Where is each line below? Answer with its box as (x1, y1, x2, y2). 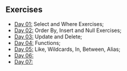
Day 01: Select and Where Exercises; (14, 20, 104, 27)
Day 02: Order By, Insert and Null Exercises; (14, 27, 122, 34)
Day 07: (14, 58, 33, 65)
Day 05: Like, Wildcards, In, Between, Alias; (14, 46, 121, 53)
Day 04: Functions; (14, 39, 61, 46)
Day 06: (14, 51, 34, 59)
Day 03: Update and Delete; (14, 33, 82, 40)
